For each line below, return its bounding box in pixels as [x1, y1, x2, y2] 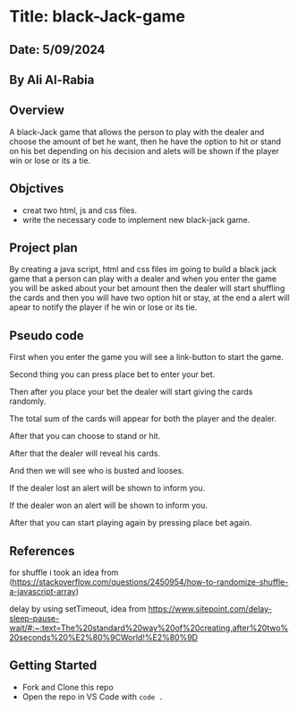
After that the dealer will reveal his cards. [9, 448, 161, 458]
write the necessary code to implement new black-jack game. [21, 214, 251, 225]
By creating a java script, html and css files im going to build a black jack [9, 264, 277, 275]
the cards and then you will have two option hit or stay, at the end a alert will [9, 293, 290, 304]
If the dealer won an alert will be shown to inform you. [9, 500, 208, 511]
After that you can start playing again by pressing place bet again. [9, 518, 252, 528]
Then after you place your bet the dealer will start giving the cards [9, 387, 253, 398]
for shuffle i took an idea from [9, 567, 119, 578]
